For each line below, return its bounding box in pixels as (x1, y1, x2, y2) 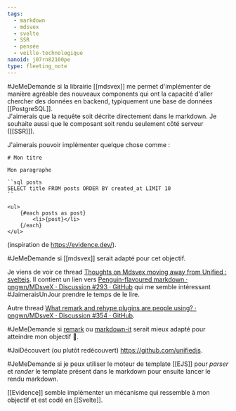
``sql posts (7, 179, 42, 186)
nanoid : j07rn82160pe (7, 56, 71, 63)
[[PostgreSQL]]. (7, 104, 53, 113)
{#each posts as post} (20, 209, 86, 217)
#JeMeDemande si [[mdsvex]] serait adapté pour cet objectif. (7, 254, 186, 263)
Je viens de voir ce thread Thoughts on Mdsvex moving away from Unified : (7, 267, 227, 276)
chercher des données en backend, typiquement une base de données (7, 96, 213, 106)
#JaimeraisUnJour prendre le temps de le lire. (7, 290, 140, 298)
